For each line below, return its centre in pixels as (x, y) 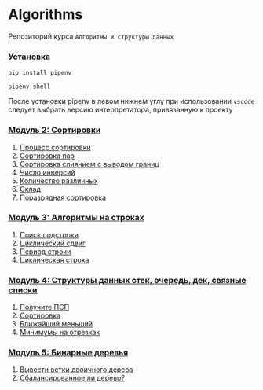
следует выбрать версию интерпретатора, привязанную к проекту (121, 110)
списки (23, 290)
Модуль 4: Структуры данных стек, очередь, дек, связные (127, 280)
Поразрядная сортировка (63, 197)
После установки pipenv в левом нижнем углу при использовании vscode (131, 101)
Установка (29, 57)
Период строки (45, 251)
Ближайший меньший (56, 324)
